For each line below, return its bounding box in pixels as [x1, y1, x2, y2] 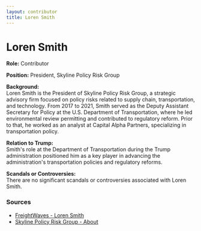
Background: [6, 83, 40, 91]
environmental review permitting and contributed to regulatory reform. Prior [6, 115, 193, 122]
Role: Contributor [6, 60, 49, 67]
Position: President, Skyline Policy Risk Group [6, 71, 120, 79]
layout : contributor [6, 8, 58, 15]
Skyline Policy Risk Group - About [14, 218, 99, 225]
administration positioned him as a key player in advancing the [6, 152, 161, 160]
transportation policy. [6, 128, 59, 135]
